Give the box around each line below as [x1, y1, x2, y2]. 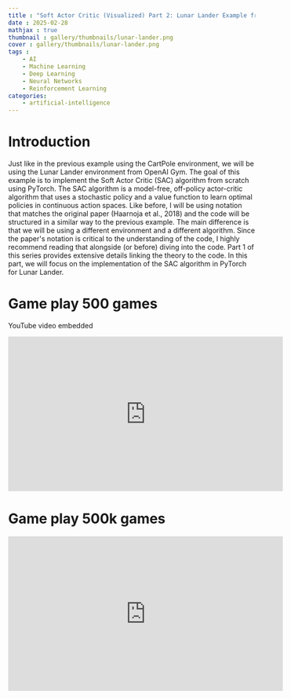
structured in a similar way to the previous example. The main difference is [8, 218, 249, 227]
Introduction [8, 133, 91, 151]
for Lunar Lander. [8, 268, 64, 277]
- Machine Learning [22, 63, 86, 71]
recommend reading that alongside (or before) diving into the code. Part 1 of [8, 243, 255, 252]
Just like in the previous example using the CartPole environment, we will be [8, 159, 255, 169]
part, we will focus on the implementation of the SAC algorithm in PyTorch [8, 259, 247, 269]
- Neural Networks [22, 77, 82, 85]
